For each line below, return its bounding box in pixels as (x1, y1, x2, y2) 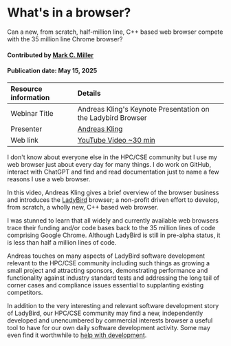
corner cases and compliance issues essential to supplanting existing (7, 281, 204, 289)
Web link (10, 135, 39, 145)
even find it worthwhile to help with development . (7, 331, 147, 339)
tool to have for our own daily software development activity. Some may (7, 323, 211, 332)
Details (77, 88, 101, 98)
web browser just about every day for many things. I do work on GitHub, (7, 160, 212, 168)
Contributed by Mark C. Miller (7, 50, 94, 59)
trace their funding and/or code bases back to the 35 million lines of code (7, 223, 216, 232)
